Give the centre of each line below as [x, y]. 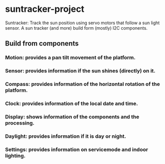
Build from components [42, 44]
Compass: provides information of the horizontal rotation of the [82, 84]
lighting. [15, 156]
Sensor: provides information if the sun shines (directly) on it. [80, 71]
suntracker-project [45, 9]
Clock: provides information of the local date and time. [72, 104]
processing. [20, 123]
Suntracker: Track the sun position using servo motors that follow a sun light [82, 23]
